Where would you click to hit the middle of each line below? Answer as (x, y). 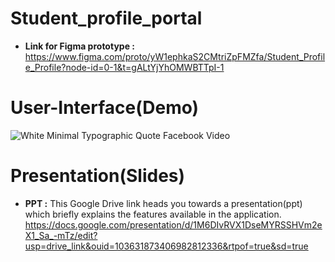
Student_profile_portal (106, 18)
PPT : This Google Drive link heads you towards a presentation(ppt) (163, 203)
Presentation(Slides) (98, 176)
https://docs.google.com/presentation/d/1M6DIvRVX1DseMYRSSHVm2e (173, 224)
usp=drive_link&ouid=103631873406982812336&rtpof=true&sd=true (166, 246)
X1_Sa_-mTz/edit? (61, 235)
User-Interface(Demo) (105, 108)
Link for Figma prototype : (79, 46)
